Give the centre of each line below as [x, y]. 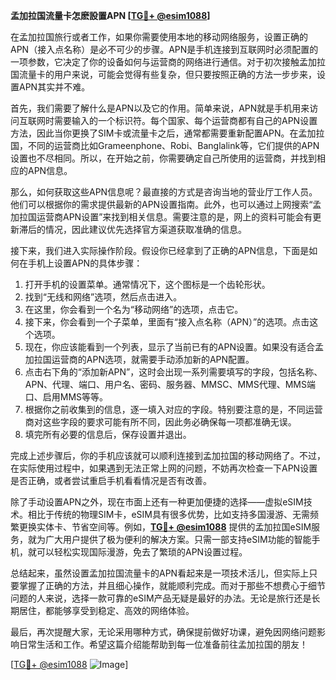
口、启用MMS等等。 [66, 397]
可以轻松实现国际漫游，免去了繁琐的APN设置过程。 [142, 552]
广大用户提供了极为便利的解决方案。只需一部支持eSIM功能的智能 [178, 539]
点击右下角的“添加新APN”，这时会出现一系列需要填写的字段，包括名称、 [173, 372]
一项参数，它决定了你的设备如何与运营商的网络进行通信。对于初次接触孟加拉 [168, 62]
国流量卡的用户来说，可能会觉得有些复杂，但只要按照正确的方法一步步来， [163, 74]
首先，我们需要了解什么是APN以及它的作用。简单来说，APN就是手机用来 [160, 108]
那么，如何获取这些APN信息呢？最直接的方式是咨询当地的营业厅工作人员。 [164, 192]
